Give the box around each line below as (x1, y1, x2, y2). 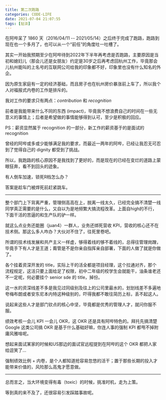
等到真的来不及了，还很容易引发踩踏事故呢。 (5, 390, 96, 396)
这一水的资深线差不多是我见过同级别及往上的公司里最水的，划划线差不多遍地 (5, 285, 161, 291)
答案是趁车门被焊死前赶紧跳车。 (5, 184, 70, 190)
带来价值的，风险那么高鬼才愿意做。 (9, 364, 83, 370)
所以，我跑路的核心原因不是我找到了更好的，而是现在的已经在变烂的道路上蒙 (5, 157, 161, 163)
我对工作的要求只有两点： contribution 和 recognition (5, 97, 112, 104)
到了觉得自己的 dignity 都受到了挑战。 (5, 147, 83, 153)
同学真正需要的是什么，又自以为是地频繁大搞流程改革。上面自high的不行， (5, 206, 157, 212)
